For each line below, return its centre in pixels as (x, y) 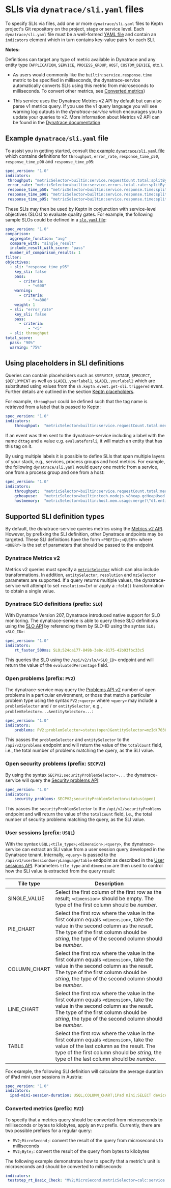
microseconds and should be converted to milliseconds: (64, 1166)
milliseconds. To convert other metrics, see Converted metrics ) (79, 91)
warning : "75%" (26, 347)
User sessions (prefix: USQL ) (40, 833)
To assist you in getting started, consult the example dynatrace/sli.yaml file (85, 151)
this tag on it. (19, 446)
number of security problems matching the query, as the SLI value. (75, 819)
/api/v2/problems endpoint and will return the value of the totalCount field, (84, 745)
